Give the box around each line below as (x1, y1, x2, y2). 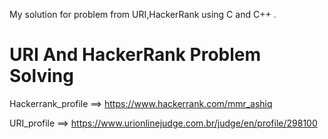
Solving (9, 65, 74, 88)
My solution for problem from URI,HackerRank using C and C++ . (9, 9, 277, 20)
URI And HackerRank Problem (9, 44, 262, 66)
